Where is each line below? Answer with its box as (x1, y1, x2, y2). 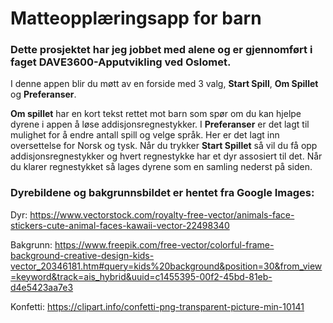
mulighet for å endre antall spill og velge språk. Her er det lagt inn (10, 129, 280, 141)
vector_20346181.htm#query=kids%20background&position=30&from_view (10, 260, 323, 272)
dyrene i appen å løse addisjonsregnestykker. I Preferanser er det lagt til (10, 118, 310, 131)
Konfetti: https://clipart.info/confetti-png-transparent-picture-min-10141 (10, 300, 305, 312)
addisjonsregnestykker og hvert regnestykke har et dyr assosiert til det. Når (10, 150, 323, 162)
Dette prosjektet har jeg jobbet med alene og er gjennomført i (10, 43, 313, 57)
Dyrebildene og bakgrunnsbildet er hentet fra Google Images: (10, 186, 315, 200)
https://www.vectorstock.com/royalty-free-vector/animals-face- (29, 208, 295, 221)
